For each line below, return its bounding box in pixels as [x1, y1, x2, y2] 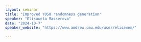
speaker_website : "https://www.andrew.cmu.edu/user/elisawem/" [5, 25, 137, 30]
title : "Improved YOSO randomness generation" [5, 12, 102, 17]
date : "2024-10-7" [5, 21, 43, 26]
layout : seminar [5, 7, 38, 12]
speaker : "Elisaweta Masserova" [5, 16, 71, 21]
